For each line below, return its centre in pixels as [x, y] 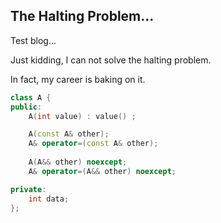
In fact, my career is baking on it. [78, 79]
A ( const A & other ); [69, 134]
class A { [31, 97]
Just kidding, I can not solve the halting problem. [111, 60]
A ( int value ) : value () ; [82, 116]
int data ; [49, 199]
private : [28, 189]
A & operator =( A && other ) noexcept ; [102, 171]
